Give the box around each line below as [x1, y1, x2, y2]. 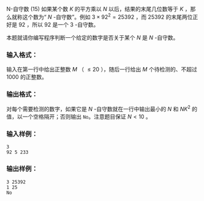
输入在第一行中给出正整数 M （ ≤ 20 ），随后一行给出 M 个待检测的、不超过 [6, 65, 197, 73]
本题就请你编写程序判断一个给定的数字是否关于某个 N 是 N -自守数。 [6, 34, 179, 41]
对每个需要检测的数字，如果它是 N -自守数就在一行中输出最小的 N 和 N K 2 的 [6, 104, 198, 112]
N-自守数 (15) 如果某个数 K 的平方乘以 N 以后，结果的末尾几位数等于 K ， [6, 5, 191, 12]
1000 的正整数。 [6, 73, 48, 81]
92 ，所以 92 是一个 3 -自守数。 [18, 21, 99, 28]
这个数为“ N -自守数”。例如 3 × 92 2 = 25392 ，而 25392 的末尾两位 [22, 12, 193, 20]
